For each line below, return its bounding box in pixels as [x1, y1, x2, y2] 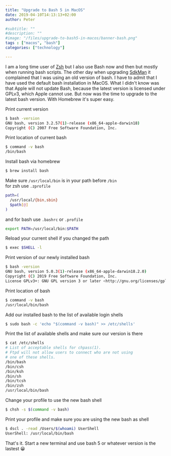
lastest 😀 [5, 445, 25, 451]
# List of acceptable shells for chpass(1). [5, 345, 101, 350]
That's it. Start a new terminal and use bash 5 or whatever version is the [5, 440, 156, 446]
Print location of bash [5, 288, 50, 294]
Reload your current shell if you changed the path [5, 235, 109, 241]
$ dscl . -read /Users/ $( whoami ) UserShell [5, 426, 99, 431]
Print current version [5, 106, 48, 112]
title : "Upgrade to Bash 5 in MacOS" [5, 7, 85, 13]
